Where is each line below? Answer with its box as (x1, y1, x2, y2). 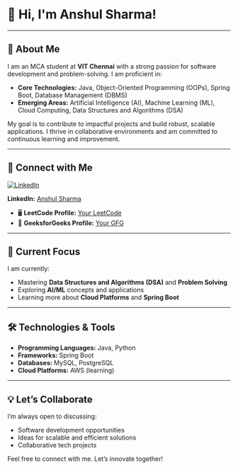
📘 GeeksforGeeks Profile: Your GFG (17, 219, 124, 227)
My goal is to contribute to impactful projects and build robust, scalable (7, 120, 215, 128)
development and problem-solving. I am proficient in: (7, 69, 162, 78)
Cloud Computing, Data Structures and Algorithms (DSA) (17, 105, 183, 114)
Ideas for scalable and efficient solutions (17, 433, 137, 442)
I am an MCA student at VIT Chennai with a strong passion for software (7, 62, 217, 70)
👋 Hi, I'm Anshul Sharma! (7, 6, 157, 23)
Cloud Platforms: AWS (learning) (17, 366, 115, 374)
